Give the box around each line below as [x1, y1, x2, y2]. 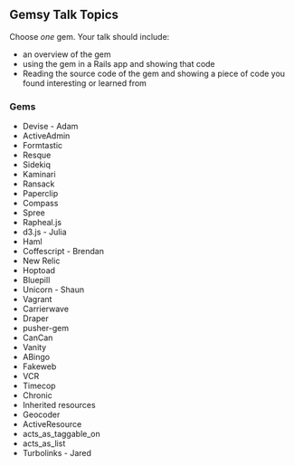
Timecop [22, 380, 56, 392]
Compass [22, 198, 59, 209]
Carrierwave [22, 303, 70, 315]
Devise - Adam [22, 121, 79, 132]
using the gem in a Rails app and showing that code [22, 58, 215, 69]
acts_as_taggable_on [22, 429, 101, 440]
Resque [22, 149, 52, 161]
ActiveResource [22, 419, 82, 430]
